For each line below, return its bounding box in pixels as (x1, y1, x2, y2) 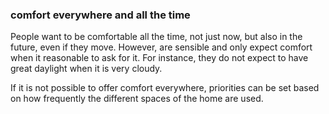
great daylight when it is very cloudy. (10, 63, 163, 75)
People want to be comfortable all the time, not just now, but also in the (10, 31, 303, 43)
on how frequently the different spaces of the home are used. (10, 93, 264, 105)
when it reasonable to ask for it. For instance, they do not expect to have (10, 52, 309, 64)
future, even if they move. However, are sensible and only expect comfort (10, 41, 313, 53)
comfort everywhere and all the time (10, 8, 191, 22)
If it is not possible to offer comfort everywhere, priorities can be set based (10, 82, 320, 94)
